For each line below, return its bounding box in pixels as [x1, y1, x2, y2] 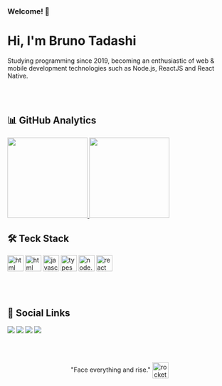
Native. [7, 71, 28, 80]
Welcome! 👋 [7, 6, 50, 16]
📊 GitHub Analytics [7, 114, 97, 127]
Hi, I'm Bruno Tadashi [7, 33, 137, 49]
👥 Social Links [7, 307, 70, 319]
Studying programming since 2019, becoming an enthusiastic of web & [7, 56, 215, 65]
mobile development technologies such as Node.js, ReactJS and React [7, 64, 215, 72]
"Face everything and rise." [70, 365, 151, 374]
